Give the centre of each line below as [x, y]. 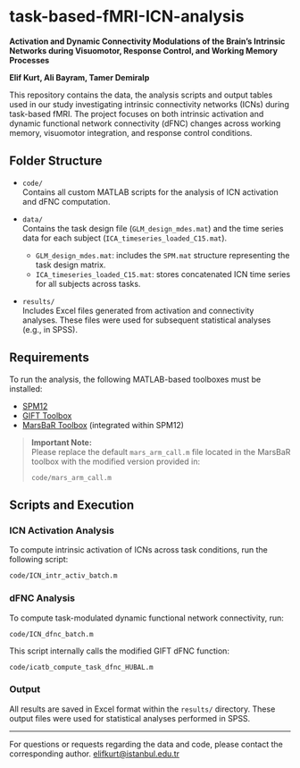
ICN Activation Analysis [62, 530]
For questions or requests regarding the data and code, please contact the [146, 744]
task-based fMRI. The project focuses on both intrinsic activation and [137, 114]
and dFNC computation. [66, 201]
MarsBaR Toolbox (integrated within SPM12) [103, 425]
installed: [26, 388]
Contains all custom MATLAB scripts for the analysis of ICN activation [150, 192]
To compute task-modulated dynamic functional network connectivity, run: [146, 618]
